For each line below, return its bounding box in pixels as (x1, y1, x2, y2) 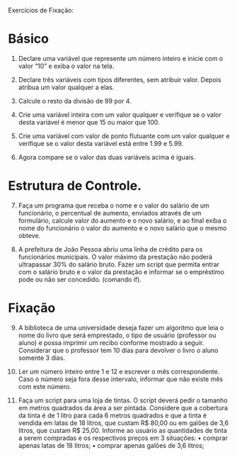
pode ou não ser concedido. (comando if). (18, 275, 142, 283)
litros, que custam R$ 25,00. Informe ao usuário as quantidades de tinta (18, 426, 227, 434)
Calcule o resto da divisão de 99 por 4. (18, 96, 132, 105)
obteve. (18, 231, 41, 239)
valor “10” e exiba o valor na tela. (18, 62, 115, 70)
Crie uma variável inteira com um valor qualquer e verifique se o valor (18, 110, 221, 119)
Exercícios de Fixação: (8, 6, 74, 14)
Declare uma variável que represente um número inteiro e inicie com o (18, 54, 224, 62)
